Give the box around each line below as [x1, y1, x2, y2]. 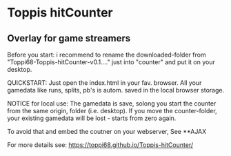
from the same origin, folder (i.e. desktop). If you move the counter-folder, [7, 107, 217, 115]
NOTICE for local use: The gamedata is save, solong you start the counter [7, 99, 217, 108]
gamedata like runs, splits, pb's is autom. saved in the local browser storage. [7, 86, 225, 94]
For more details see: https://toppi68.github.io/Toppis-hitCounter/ [7, 141, 194, 149]
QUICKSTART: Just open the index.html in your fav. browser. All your [7, 79, 202, 87]
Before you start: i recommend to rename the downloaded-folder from [7, 50, 206, 59]
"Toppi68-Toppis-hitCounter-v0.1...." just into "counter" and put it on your [7, 58, 216, 66]
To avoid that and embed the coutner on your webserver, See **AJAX [7, 128, 207, 135]
